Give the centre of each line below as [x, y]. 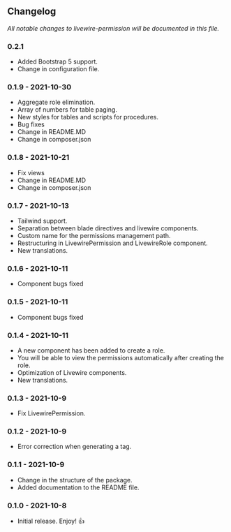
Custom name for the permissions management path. [94, 236]
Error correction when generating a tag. [74, 447]
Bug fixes [31, 124]
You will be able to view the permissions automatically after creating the [121, 357]
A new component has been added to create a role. [91, 350]
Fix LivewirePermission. [51, 413]
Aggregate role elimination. [56, 102]
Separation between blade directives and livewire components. [108, 228]
